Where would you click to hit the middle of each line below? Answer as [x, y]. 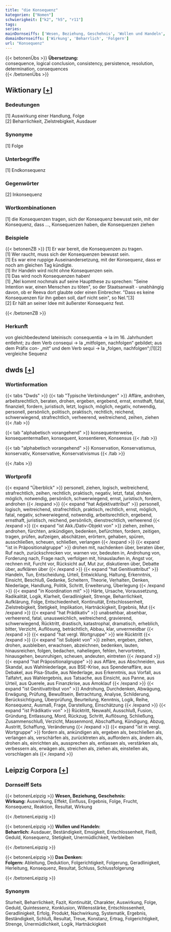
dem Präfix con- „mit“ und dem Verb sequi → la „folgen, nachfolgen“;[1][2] [83, 348]
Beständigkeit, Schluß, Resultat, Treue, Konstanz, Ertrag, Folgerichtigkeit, [82, 919]
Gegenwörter [22, 183]
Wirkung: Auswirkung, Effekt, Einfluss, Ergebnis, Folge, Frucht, [72, 801]
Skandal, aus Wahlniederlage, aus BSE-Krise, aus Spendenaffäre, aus [78, 667]
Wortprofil [18, 476]
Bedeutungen [22, 105]
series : [14, 29]
